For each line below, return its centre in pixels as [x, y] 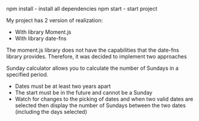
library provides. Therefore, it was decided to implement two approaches [97, 56]
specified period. [27, 74]
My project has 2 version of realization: [55, 20]
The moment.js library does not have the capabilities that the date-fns [93, 50]
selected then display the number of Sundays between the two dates [100, 105]
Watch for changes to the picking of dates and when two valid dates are [104, 99]
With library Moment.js [43, 32]
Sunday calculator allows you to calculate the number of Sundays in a [93, 68]
